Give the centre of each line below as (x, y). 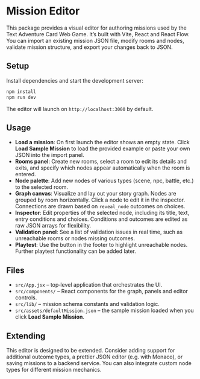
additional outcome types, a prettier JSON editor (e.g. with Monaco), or (95, 357)
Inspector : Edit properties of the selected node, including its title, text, (102, 213)
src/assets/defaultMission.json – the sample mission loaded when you (104, 311)
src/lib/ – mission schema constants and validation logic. (87, 304)
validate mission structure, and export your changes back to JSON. (89, 47)
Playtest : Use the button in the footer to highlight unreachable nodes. (101, 245)
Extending (26, 336)
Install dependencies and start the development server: (75, 80)
